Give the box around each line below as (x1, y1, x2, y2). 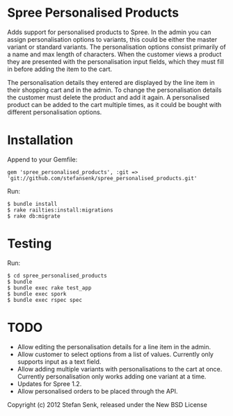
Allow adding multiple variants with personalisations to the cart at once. (17, 365, 223, 373)
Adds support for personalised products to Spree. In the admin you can (7, 28, 211, 36)
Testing (7, 236, 52, 252)
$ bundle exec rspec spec (7, 296, 82, 303)
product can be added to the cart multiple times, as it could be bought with (7, 100, 222, 109)
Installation (7, 132, 74, 148)
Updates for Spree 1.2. (17, 379, 82, 387)
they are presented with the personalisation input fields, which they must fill (7, 57, 225, 65)
